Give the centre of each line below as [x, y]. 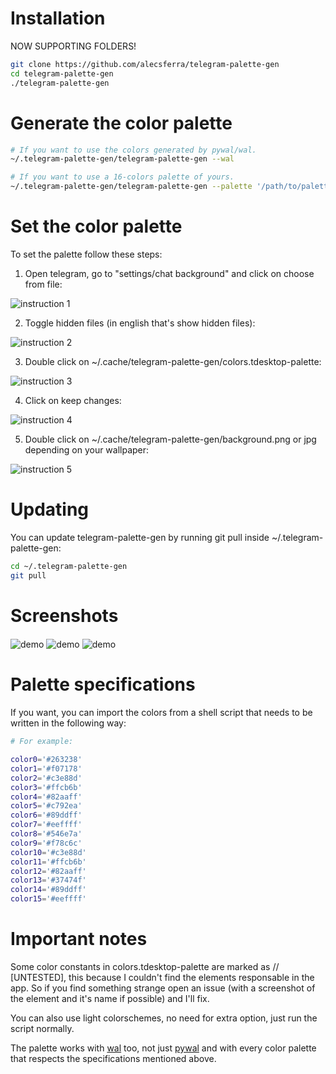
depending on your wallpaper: [87, 449]
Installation [58, 18]
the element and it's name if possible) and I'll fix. [110, 998]
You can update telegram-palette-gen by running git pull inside [140, 537]
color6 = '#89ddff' [46, 815]
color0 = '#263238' [46, 760]
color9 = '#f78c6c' [46, 843]
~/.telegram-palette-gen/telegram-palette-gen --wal [122, 159]
